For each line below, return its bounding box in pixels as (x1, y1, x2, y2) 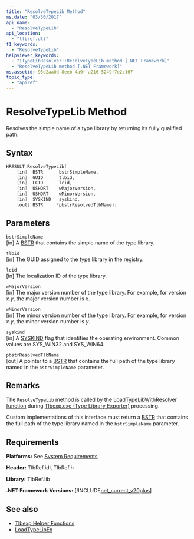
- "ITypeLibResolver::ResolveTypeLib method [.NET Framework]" (11, 58, 170, 64)
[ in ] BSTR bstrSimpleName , (17, 169, 99, 175)
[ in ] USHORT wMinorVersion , (17, 191, 96, 197)
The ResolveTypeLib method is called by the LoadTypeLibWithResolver (6, 396, 177, 404)
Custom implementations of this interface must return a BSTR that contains (6, 414, 189, 421)
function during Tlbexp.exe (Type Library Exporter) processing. (6, 402, 160, 409)
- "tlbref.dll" (11, 36, 49, 42)
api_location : (6, 31, 41, 37)
